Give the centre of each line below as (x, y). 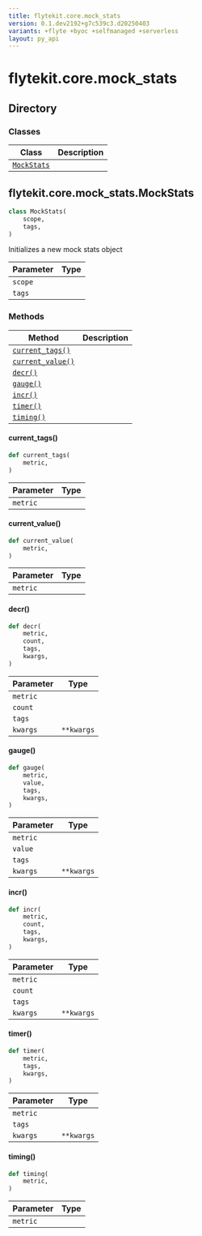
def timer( (27, 1050)
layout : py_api (34, 38)
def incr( (25, 909)
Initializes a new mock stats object (65, 250)
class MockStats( (38, 212)
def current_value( (41, 541)
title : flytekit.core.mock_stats (65, 16)
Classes (25, 131)
